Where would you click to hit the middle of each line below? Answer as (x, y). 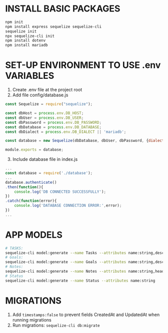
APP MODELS (34, 235)
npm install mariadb (27, 45)
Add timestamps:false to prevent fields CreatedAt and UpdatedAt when (86, 315)
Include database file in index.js (45, 159)
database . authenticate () (31, 182)
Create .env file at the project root (47, 90)
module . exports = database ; (34, 150)
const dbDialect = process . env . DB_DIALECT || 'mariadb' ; (66, 132)
